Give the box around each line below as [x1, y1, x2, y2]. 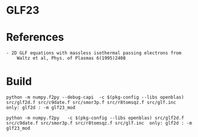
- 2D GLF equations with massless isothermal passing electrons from [6, 50, 182, 56]
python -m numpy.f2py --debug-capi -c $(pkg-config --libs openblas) [6, 94, 184, 100]
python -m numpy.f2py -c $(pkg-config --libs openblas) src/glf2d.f [6, 115, 184, 121]
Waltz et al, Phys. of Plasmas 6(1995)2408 [17, 56, 126, 61]
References [6, 31, 64, 44]
